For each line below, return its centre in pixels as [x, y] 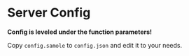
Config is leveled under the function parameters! [80, 32]
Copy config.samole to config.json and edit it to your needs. [95, 45]
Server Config [49, 13]
